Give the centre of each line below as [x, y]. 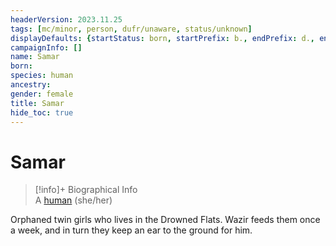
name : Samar [35, 57]
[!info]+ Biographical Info [86, 190]
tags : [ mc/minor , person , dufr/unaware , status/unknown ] [131, 29]
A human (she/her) [73, 200]
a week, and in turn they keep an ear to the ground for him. [131, 230]
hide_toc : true [42, 112]
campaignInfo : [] [46, 47]
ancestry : [31, 85]
